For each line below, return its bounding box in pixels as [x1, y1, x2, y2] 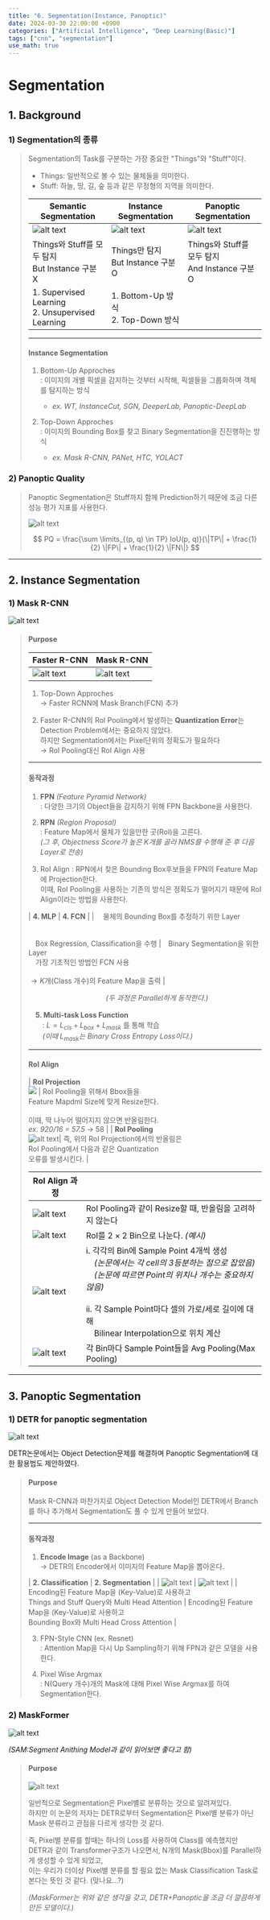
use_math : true [8, 42, 59, 50]
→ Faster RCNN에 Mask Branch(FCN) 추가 [39, 698, 179, 708]
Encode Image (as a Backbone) [39, 1552, 145, 1562]
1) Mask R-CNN [8, 597, 69, 609]
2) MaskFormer [8, 1710, 70, 1721]
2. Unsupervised [31, 307, 95, 318]
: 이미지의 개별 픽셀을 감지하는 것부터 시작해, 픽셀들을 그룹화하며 [39, 375, 242, 385]
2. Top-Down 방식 [111, 315, 179, 325]
